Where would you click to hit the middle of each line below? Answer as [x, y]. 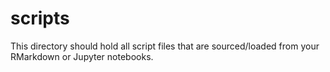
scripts [40, 18]
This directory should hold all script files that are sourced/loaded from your [165, 46]
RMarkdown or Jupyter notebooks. [82, 56]
